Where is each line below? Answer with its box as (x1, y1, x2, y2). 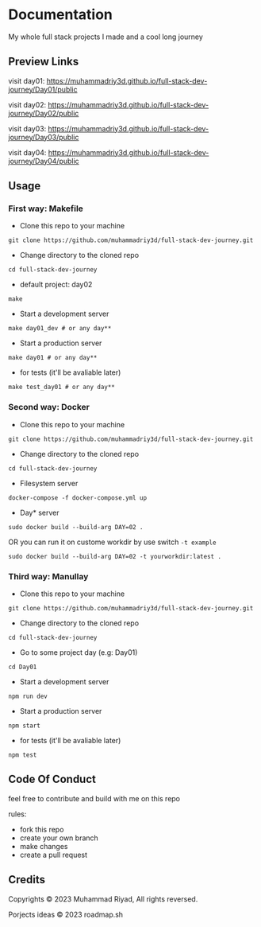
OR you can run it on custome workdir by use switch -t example (8, 537, 217, 547)
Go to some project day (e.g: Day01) (19, 648, 138, 657)
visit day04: (8, 147, 47, 157)
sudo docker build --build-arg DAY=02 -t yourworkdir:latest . (8, 552, 222, 560)
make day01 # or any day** (8, 354, 98, 362)
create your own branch (19, 833, 99, 843)
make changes (19, 841, 68, 851)
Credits (8, 873, 46, 886)
